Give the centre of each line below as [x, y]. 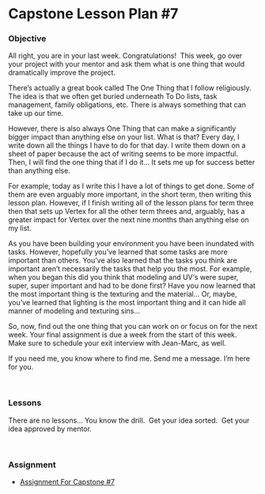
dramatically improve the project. [62, 73]
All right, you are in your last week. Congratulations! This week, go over [125, 56]
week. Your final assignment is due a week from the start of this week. [123, 335]
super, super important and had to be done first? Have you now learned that [132, 285]
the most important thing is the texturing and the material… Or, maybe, [123, 294]
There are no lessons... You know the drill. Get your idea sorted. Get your [129, 420]
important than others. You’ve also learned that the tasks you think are [123, 260]
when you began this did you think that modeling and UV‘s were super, [123, 278]
